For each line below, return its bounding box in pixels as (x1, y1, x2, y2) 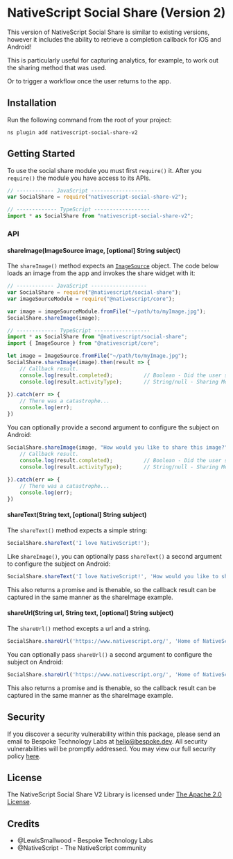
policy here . (7, 752, 41, 760)
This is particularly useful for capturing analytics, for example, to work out (7, 56, 218, 64)
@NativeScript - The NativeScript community (17, 844, 147, 852)
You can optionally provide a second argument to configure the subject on (7, 423, 220, 432)
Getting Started (7, 148, 76, 160)
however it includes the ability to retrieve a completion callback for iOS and (7, 35, 222, 43)
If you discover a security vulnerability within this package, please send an (7, 730, 221, 738)
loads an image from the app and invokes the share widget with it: (7, 269, 196, 277)
